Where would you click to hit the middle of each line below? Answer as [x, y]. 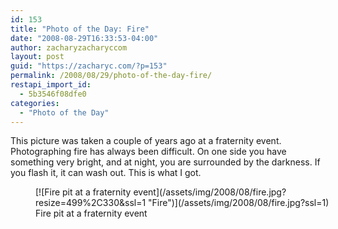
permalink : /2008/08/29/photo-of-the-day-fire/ [111, 76]
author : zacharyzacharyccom [69, 47]
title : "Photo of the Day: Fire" [80, 29]
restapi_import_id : [51, 85]
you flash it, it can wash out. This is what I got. [106, 173]
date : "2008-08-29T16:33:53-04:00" [84, 38]
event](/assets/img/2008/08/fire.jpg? [210, 192]
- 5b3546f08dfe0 [53, 94]
